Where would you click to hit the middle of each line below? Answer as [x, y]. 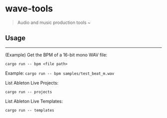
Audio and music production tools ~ [54, 22]
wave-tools [29, 9]
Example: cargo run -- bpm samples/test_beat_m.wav [60, 73]
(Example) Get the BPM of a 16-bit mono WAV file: [56, 55]
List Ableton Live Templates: [34, 101]
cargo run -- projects [29, 92]
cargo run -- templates [30, 110]
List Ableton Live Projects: [32, 83]
